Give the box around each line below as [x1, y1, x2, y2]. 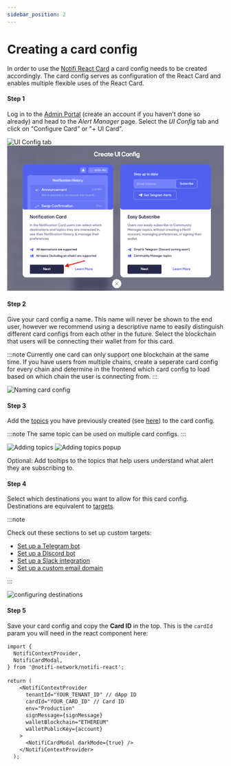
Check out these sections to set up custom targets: [7, 529, 152, 537]
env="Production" [25, 705, 76, 712]
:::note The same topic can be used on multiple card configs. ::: [7, 430, 186, 438]
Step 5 [7, 607, 26, 615]
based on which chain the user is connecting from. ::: [7, 372, 158, 381]
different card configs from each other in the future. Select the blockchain [7, 330, 217, 338]
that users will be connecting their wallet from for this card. [7, 337, 175, 346]
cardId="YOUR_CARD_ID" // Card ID [25, 698, 125, 705]
